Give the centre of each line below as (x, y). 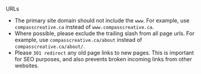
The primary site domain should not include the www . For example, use (102, 20)
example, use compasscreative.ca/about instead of (78, 40)
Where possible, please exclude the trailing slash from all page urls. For (104, 33)
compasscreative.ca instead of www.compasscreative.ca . (84, 27)
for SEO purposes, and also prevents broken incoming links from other (103, 59)
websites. (27, 66)
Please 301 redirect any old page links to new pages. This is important (104, 53)
